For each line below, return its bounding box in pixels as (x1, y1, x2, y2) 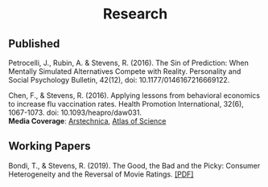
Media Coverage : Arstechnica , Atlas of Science (8, 116, 167, 125)
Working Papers (8, 140, 91, 153)
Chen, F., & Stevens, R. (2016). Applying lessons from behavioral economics (8, 91, 260, 100)
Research (102, 5, 168, 23)
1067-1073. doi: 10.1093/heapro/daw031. (8, 108, 142, 117)
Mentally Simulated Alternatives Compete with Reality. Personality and (8, 67, 241, 76)
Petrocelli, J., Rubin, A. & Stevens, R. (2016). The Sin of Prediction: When (8, 58, 249, 67)
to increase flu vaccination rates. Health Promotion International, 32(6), (8, 100, 244, 108)
